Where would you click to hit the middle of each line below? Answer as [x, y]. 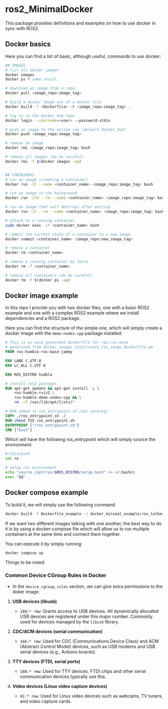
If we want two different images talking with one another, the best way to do [83, 523]
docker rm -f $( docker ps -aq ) [38, 280]
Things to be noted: [25, 562]
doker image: [26, 591]
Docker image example [42, 296]
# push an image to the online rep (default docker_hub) [66, 129]
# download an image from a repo [40, 89]
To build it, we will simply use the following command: [61, 505]
